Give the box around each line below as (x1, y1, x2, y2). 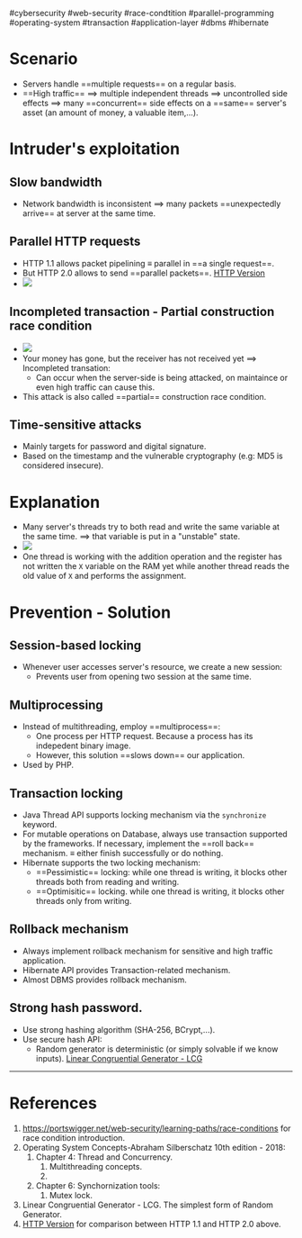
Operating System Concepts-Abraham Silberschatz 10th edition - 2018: (22, 1142, 286, 1152)
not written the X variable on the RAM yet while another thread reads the (22, 561, 290, 572)
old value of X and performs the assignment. (22, 571, 187, 582)
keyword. (22, 818, 58, 829)
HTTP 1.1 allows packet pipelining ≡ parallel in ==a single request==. (22, 258, 275, 268)
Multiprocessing (9, 697, 103, 712)
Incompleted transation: (22, 362, 111, 373)
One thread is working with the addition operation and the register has (22, 551, 283, 562)
